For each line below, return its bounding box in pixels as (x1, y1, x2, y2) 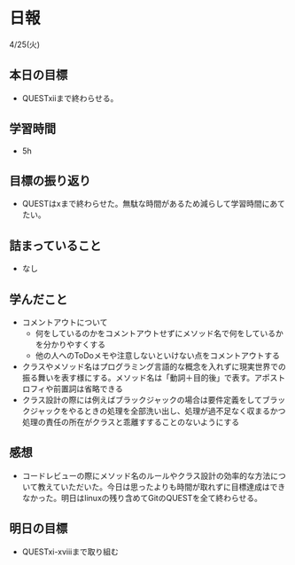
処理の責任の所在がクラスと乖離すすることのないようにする (21, 417, 240, 427)
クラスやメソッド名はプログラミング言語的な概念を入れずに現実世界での (21, 361, 286, 372)
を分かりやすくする (35, 339, 106, 349)
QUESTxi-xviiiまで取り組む (21, 546, 120, 557)
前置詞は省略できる (52, 383, 124, 394)
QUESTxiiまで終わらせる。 (21, 92, 119, 103)
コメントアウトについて (21, 317, 108, 327)
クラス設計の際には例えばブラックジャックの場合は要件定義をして (21, 395, 263, 404)
